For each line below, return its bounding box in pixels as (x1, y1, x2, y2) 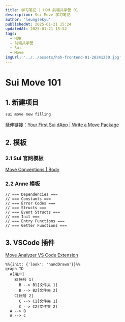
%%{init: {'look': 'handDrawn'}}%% (5, 262, 81, 267)
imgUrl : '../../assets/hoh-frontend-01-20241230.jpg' (5, 54, 122, 60)
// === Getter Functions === (5, 223, 67, 228)
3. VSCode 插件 (5, 238, 55, 247)
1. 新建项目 (5, 98, 39, 107)
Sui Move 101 (5, 77, 61, 88)
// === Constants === (5, 196, 51, 201)
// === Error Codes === (5, 201, 56, 206)
